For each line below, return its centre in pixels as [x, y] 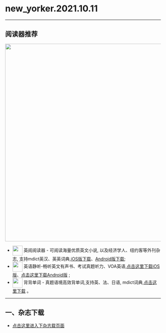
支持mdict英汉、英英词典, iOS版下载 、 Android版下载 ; [72, 259]
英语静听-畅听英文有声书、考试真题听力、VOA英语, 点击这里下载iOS [92, 266]
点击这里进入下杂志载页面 [38, 325]
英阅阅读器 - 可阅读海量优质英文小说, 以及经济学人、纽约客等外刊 [90, 250]
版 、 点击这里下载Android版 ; [41, 275]
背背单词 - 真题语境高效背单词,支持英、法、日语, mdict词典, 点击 [88, 282]
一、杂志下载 [25, 312]
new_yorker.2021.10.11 [51, 9]
